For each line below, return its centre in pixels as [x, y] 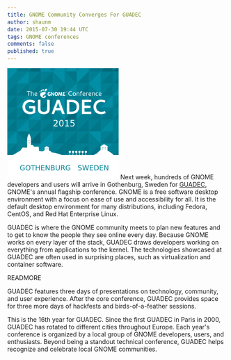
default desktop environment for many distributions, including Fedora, [107, 206]
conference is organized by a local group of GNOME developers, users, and [116, 334]
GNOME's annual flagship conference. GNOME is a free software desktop [113, 192]
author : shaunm [29, 22]
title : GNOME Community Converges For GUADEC [74, 15]
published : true [31, 51]
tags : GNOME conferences [43, 37]
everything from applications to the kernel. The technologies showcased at [115, 249]
